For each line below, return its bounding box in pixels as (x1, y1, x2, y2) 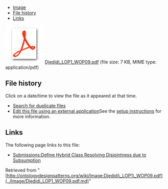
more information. (12, 113, 51, 120)
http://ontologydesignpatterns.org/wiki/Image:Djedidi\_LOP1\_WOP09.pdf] (7, 172, 163, 178)
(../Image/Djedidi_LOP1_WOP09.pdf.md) (5, 178, 89, 184)
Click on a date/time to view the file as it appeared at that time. (5, 92, 137, 99)
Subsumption (12, 157, 41, 163)
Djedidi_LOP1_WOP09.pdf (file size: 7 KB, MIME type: (44, 59, 157, 65)
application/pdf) (5, 64, 39, 70)
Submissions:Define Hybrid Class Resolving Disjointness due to (12, 152, 147, 158)
